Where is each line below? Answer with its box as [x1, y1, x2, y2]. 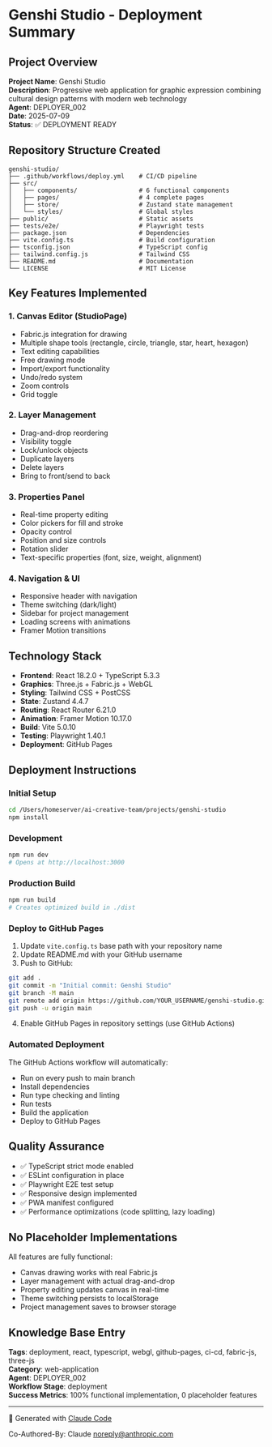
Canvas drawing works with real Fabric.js [19, 1268, 158, 1278]
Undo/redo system [19, 372, 83, 382]
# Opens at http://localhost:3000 [8, 858, 125, 866]
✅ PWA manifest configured [19, 1197, 114, 1207]
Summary [8, 23, 75, 41]
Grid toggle [19, 389, 58, 399]
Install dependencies [19, 1082, 91, 1091]
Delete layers [19, 462, 65, 472]
